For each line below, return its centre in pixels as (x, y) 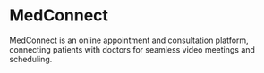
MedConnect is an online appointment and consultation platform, (129, 40)
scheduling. (31, 59)
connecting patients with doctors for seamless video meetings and (132, 49)
